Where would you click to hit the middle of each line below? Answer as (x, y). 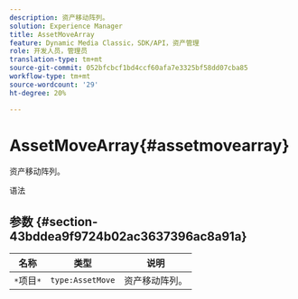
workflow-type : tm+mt (50, 77)
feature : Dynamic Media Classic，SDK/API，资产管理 (105, 43)
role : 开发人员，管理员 (49, 51)
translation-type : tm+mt (56, 59)
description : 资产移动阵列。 (60, 18)
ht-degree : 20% (38, 93)
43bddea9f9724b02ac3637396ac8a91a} (128, 236)
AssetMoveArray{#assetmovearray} (149, 145)
